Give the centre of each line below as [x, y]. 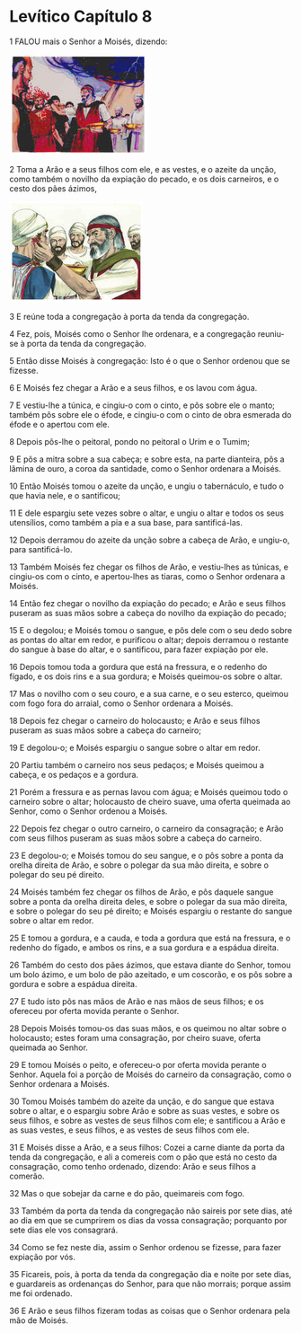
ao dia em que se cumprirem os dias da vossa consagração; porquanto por [148, 1220]
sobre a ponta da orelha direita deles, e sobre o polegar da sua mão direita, [148, 901]
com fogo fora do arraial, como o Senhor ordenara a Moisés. [121, 703]
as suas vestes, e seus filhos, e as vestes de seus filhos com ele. [129, 1130]
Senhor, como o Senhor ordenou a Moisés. [89, 811]
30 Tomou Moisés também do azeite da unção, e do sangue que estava [142, 1101]
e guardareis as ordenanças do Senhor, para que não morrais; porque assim [150, 1284]
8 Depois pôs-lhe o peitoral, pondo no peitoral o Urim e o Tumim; [129, 441]
